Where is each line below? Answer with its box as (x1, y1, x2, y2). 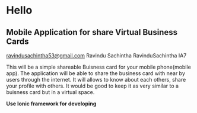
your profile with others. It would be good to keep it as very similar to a (6, 82, 179, 89)
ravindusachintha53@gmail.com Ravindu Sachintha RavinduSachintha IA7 (6, 52, 187, 59)
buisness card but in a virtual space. (6, 89, 95, 95)
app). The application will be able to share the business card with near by (6, 70, 186, 77)
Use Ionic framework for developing (6, 100, 97, 107)
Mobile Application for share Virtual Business (6, 27, 178, 37)
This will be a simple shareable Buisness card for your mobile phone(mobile (6, 63, 191, 70)
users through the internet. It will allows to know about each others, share (6, 76, 186, 83)
